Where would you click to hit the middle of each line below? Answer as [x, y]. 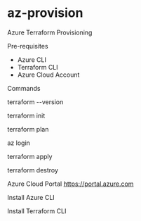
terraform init [26, 115]
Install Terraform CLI [37, 211]
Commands [24, 88]
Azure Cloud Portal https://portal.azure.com [70, 184]
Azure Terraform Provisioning [50, 32]
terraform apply [30, 156]
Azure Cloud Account [48, 75]
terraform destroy [33, 170]
